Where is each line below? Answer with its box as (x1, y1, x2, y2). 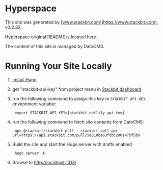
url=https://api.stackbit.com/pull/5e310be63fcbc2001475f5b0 (12, 133, 140, 138)
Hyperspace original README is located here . (5, 34, 98, 40)
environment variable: (12, 101, 56, 107)
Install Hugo (12, 76, 37, 82)
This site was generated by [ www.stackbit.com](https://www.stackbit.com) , (5, 19, 158, 25)
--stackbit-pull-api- (76, 128, 120, 133)
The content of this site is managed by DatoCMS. (5, 43, 105, 49)
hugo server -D (14, 150, 46, 156)
